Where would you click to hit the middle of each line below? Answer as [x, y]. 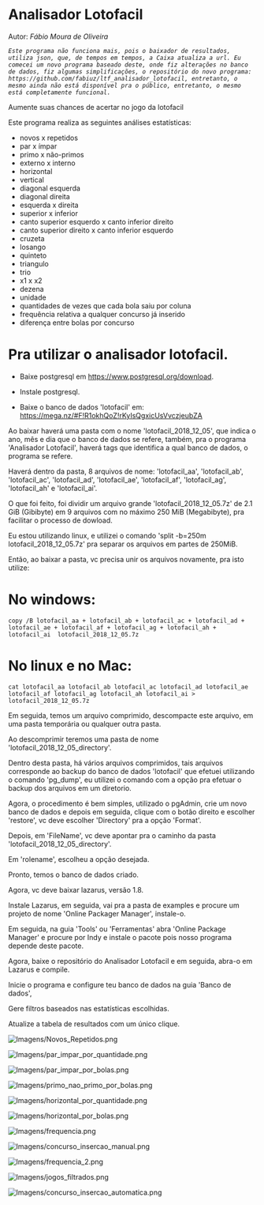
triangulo [34, 263]
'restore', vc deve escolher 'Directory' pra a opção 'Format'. [105, 820]
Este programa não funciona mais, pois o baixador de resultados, [119, 51]
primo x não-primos [52, 154]
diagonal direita [45, 196]
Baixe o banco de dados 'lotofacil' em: [82, 407]
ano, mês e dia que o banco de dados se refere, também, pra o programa [127, 439]
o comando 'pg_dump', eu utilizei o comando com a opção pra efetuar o [125, 780]
